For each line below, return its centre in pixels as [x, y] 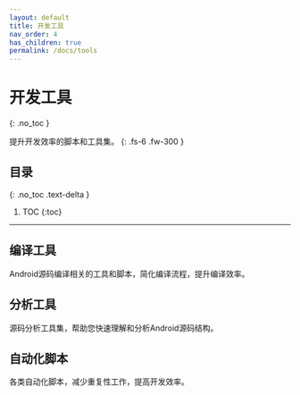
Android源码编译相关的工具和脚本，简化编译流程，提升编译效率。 [129, 273]
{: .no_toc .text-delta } [50, 194]
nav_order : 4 [33, 34]
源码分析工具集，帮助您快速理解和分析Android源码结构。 [114, 328]
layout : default [39, 17]
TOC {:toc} [42, 212]
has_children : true [46, 42]
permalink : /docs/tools [54, 51]
